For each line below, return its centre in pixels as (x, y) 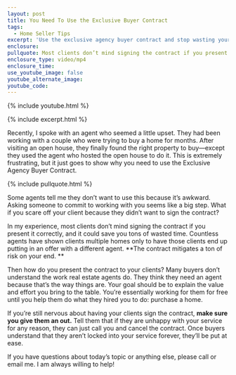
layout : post (26, 14)
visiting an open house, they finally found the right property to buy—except (116, 148)
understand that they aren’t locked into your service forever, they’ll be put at (117, 336)
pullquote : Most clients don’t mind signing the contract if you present (118, 53)
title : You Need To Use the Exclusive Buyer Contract (88, 20)
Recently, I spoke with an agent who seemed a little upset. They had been (114, 133)
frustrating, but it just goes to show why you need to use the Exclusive (109, 163)
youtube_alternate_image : (45, 79)
